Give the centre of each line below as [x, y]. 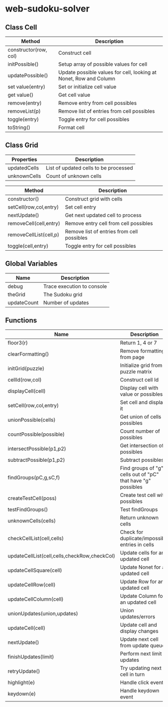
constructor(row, [27, 50]
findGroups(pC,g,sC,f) [34, 478]
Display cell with [139, 388]
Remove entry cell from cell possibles [109, 223]
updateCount [23, 302]
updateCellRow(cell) [32, 585]
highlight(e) [21, 682]
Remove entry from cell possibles [97, 103]
